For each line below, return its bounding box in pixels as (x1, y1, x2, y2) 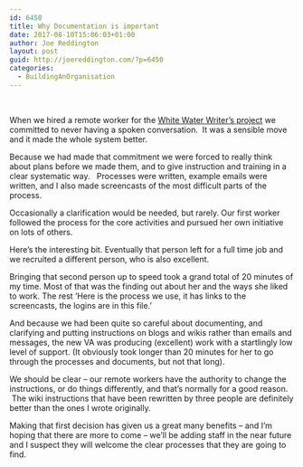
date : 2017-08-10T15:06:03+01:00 (9, 30, 136, 39)
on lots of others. (9, 226, 73, 237)
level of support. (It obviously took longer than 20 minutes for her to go (9, 346, 274, 357)
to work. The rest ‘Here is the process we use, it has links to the (9, 291, 247, 301)
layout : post (9, 47, 59, 56)
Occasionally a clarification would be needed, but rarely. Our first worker (9, 207, 280, 218)
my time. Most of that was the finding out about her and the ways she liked (9, 281, 289, 291)
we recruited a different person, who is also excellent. (9, 253, 210, 264)
